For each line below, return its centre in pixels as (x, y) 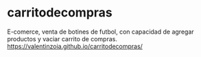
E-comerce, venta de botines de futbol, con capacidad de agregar (100, 32)
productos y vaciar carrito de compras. (62, 38)
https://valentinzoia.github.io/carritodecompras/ (75, 46)
